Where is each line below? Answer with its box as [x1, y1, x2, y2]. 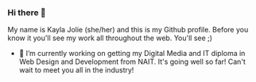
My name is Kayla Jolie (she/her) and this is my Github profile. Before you [7, 25, 249, 35]
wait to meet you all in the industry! [18, 65, 134, 75]
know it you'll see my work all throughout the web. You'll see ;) [7, 33, 212, 43]
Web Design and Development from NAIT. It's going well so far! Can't [18, 57, 246, 66]
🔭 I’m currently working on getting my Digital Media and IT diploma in [18, 49, 246, 58]
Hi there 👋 [7, 7, 47, 18]
